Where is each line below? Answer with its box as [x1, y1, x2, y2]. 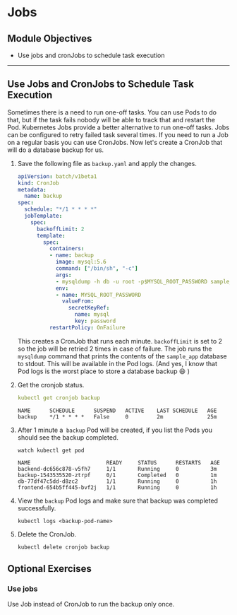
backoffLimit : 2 [36, 225, 85, 233]
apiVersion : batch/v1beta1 [17, 172, 97, 180]
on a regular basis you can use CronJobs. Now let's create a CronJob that [7, 138, 223, 146]
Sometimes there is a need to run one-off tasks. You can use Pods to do [7, 107, 217, 117]
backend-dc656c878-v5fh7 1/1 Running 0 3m [17, 465, 217, 472]
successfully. [17, 503, 56, 512]
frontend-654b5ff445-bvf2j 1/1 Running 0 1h [17, 484, 217, 491]
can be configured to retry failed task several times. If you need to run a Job [7, 130, 229, 139]
